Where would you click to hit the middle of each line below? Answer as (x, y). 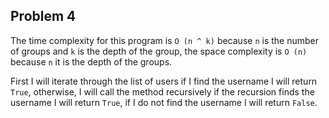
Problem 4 (43, 16)
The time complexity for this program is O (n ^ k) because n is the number (164, 40)
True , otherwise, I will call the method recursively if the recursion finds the (162, 91)
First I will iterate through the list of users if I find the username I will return (164, 81)
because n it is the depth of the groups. (91, 61)
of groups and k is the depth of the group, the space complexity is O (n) (159, 51)
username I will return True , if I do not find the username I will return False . (164, 102)
